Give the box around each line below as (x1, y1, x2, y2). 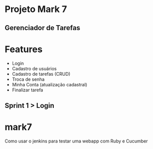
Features (5, 44, 43, 55)
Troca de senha (12, 76, 45, 82)
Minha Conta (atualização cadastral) (12, 81, 88, 87)
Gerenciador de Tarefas (5, 24, 81, 32)
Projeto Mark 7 (5, 4, 67, 15)
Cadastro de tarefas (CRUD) (12, 71, 71, 77)
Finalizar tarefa (12, 87, 43, 93)
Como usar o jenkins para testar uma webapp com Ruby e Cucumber (5, 138, 148, 144)
